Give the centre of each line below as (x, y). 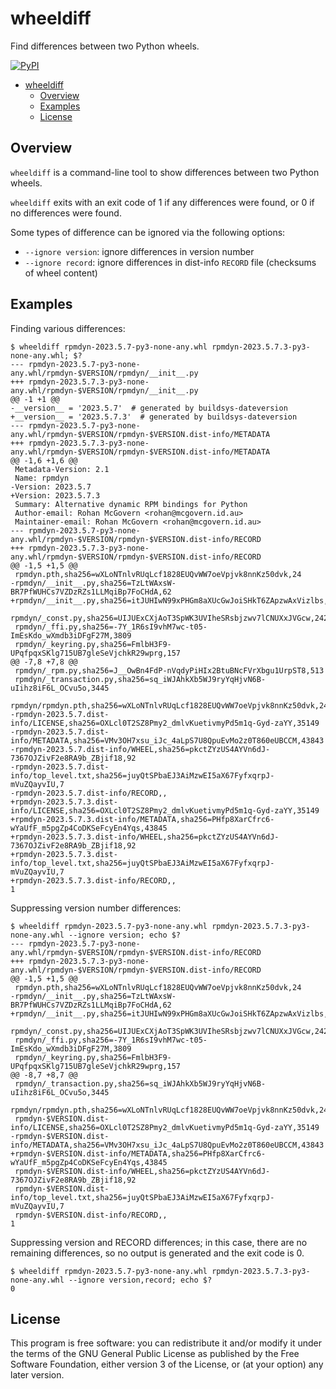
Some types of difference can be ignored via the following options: (148, 232)
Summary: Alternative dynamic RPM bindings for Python (131, 504)
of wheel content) (61, 273)
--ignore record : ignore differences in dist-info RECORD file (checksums (170, 262)
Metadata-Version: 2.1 (62, 469)
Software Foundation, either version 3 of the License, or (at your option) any (167, 1364)
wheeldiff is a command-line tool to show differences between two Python (165, 172)
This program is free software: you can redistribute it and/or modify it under (166, 1343)
